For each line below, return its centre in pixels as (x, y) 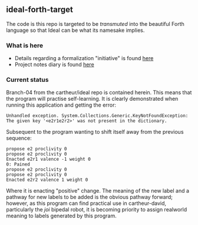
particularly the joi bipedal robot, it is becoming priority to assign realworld (97, 210)
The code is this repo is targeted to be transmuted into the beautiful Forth (95, 24)
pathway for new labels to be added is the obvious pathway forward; (89, 197)
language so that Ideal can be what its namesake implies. (75, 30)
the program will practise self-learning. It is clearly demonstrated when (92, 99)
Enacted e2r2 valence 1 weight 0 (47, 180)
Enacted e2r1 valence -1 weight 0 (49, 159)
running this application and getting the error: (61, 105)
